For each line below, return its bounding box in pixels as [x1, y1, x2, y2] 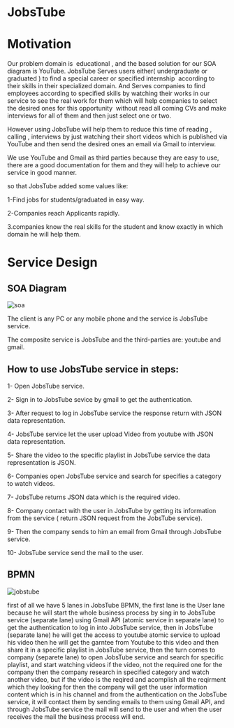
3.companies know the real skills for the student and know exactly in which [7, 223, 224, 231]
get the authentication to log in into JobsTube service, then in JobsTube [7, 623, 214, 631]
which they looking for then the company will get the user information [7, 682, 207, 691]
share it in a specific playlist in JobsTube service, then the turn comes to [7, 645, 216, 654]
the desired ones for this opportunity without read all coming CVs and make [7, 104, 227, 113]
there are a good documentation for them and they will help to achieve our [7, 161, 221, 169]
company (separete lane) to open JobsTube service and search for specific [7, 652, 224, 661]
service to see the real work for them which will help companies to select [7, 97, 218, 105]
